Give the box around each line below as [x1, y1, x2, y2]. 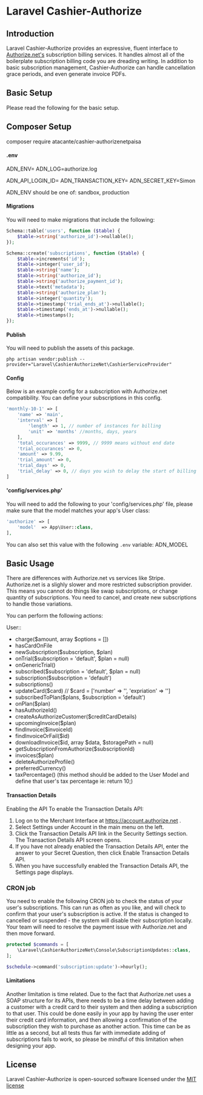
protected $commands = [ [6, 941, 69, 947]
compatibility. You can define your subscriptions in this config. [6, 394, 162, 401]
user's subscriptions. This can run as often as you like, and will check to [6, 904, 186, 911]
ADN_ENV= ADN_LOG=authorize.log [6, 165, 98, 172]
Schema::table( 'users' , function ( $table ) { [6, 228, 121, 234]
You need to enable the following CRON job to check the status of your [6, 897, 183, 904]
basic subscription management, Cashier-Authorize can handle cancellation [6, 64, 196, 71]
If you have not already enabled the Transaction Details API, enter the [15, 842, 189, 850]
